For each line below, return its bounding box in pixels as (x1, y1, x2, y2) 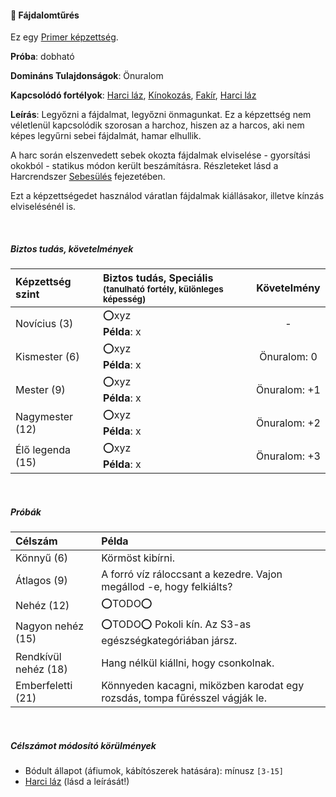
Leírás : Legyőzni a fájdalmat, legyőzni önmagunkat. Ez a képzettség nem (10, 109, 312, 121)
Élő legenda (15, 442, 71, 456)
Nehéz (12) (15, 598, 70, 612)
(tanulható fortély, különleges (102, 284, 224, 295)
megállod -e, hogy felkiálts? (101, 580, 233, 594)
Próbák (10, 506, 42, 518)
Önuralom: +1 (256, 382, 321, 396)
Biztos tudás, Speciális (102, 271, 214, 285)
